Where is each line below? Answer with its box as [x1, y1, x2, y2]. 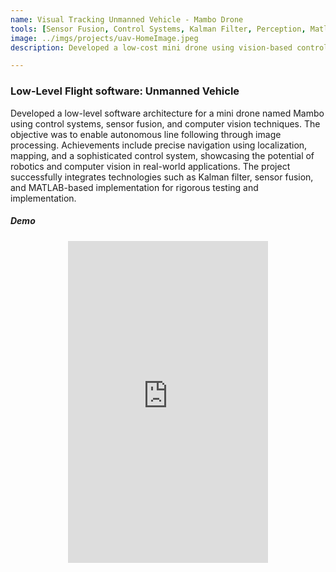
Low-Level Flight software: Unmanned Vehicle [10, 84, 240, 98]
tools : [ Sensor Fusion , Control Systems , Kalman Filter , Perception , [10, 24, 307, 34]
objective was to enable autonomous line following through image [10, 128, 282, 140]
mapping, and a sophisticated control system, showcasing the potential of [10, 149, 315, 161]
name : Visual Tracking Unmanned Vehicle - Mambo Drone [10, 14, 244, 25]
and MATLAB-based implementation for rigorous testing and [10, 181, 259, 193]
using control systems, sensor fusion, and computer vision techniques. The [10, 117, 321, 130]
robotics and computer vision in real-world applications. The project [10, 160, 291, 172]
